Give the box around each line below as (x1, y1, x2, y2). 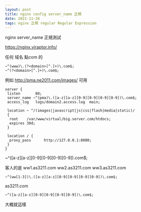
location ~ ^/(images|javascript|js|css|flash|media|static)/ (7, 108, 135, 113)
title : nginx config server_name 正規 (5, 12, 82, 16)
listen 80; (7, 91, 42, 96)
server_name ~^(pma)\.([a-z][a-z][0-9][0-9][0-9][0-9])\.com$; (7, 96, 137, 100)
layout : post (5, 7, 31, 12)
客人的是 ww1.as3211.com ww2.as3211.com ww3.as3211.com (5, 165, 127, 171)
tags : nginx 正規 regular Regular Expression (5, 20, 97, 26)
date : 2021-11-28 (5, 16, 40, 21)
